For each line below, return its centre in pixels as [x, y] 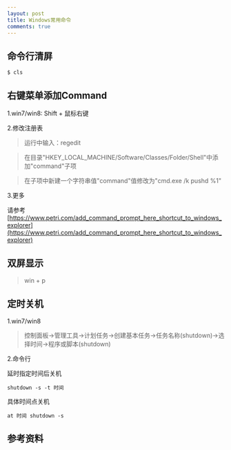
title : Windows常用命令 [39, 20]
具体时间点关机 [28, 401]
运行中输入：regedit [52, 143]
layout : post [26, 13]
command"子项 [55, 166]
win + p [35, 280]
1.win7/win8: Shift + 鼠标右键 [48, 113]
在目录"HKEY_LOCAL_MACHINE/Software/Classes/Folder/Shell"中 [118, 157]
